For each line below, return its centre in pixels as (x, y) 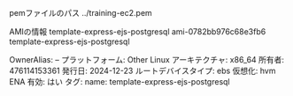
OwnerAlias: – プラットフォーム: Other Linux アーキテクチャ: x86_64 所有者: (147, 59)
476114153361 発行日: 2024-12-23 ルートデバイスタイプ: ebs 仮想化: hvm (143, 70)
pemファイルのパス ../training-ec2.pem (81, 13)
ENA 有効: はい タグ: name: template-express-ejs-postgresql (120, 81)
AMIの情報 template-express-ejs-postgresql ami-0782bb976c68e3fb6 (138, 32)
